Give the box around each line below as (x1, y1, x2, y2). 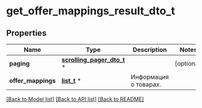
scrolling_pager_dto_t (61, 55, 125, 64)
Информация (130, 73, 170, 81)
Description (132, 46, 167, 54)
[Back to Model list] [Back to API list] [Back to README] (6, 95, 144, 103)
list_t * (61, 76, 81, 85)
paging (9, 60, 30, 67)
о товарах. (130, 81, 162, 88)
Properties (6, 28, 47, 38)
